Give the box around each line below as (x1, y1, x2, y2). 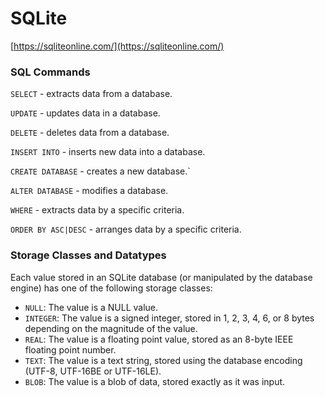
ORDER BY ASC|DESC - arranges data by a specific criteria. (10, 223, 242, 236)
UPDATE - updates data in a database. (10, 107, 161, 119)
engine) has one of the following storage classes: (10, 282, 213, 294)
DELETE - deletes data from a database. (10, 127, 170, 139)
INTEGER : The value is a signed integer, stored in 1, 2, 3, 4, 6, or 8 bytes (24, 312, 315, 324)
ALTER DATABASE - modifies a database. (10, 185, 169, 197)
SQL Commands (10, 65, 91, 79)
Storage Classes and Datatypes (10, 248, 167, 262)
